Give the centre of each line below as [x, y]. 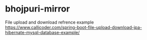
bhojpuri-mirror [37, 9]
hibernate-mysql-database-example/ [42, 32]
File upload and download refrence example [49, 22]
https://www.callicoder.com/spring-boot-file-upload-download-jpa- [73, 27]
